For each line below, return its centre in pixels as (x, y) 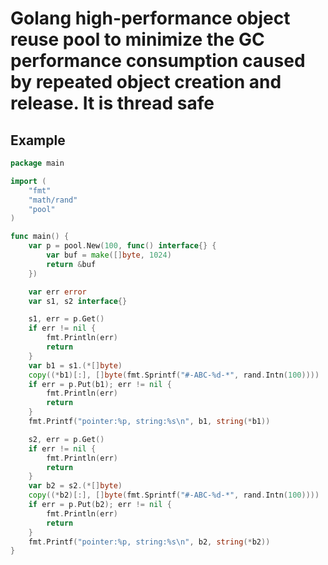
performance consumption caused (158, 61)
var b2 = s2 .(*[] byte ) (75, 486)
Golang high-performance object (150, 18)
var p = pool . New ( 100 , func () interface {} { (122, 246)
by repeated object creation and (146, 82)
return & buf (71, 264)
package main (37, 163)
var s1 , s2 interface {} (78, 301)
